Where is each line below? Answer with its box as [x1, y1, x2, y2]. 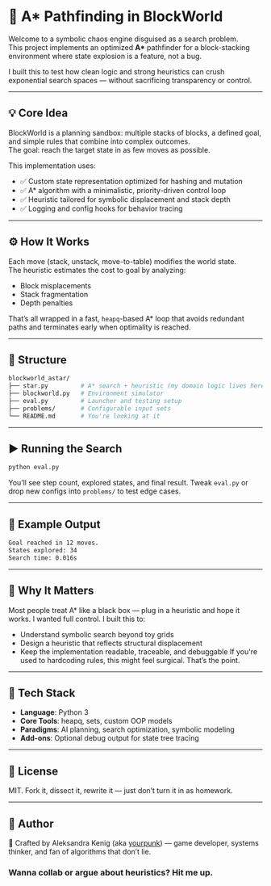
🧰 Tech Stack [8, 686, 76, 699]
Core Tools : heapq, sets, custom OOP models [19, 716, 173, 726]
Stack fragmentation [19, 289, 89, 299]
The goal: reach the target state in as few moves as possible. [8, 145, 211, 154]
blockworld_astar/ [8, 375, 70, 383]
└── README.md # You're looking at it [8, 412, 161, 420]
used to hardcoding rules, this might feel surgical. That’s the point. [19, 655, 240, 665]
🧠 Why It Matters [8, 584, 94, 598]
